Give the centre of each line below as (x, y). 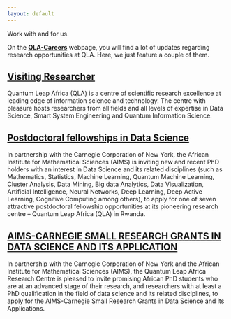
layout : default (31, 14)
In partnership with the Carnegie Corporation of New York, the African (108, 155)
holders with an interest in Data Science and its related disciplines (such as (115, 169)
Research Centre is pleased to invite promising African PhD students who (113, 279)
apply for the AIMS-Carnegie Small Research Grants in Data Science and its (116, 301)
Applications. (26, 309)
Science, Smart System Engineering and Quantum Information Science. (110, 115)
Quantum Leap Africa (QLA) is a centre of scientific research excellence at (114, 93)
